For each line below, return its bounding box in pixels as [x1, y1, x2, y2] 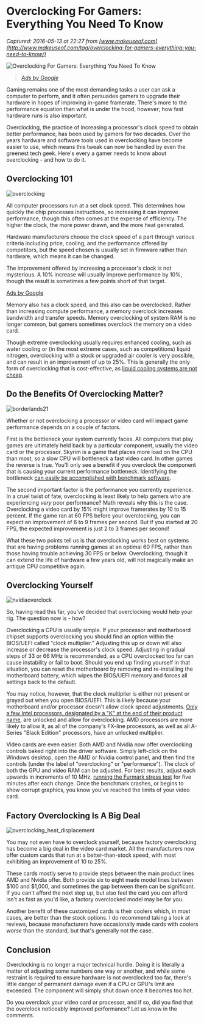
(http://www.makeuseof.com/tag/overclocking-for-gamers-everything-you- [6, 44, 197, 51]
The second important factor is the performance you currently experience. [6, 486, 194, 493]
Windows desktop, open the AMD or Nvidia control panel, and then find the [6, 754, 195, 761]
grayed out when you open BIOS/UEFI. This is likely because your [6, 697, 171, 704]
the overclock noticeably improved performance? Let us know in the [6, 1005, 178, 1012]
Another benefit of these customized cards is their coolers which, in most [6, 907, 191, 915]
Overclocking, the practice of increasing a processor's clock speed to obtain [6, 123, 199, 131]
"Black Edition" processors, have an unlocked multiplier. [23, 729, 164, 737]
